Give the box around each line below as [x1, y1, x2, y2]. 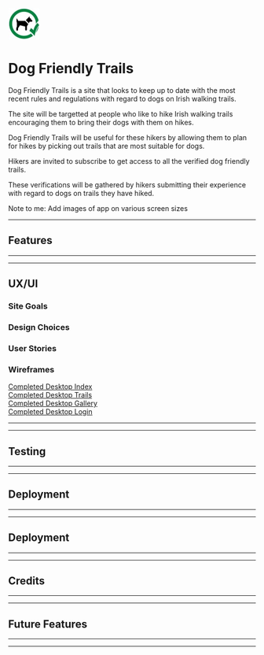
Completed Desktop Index [8, 382, 93, 391]
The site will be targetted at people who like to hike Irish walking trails [8, 109, 233, 118]
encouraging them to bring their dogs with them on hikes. [8, 117, 194, 127]
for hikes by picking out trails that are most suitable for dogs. [8, 141, 205, 150]
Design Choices [8, 321, 70, 332]
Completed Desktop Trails [8, 390, 93, 400]
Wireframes [8, 364, 55, 375]
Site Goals [8, 301, 49, 312]
